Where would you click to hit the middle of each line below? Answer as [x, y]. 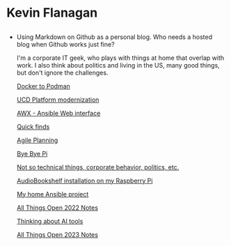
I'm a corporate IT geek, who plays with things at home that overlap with [120, 58]
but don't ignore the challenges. [62, 72]
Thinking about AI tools [50, 221]
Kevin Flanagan [52, 13]
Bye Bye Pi [32, 153]
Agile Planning [37, 140]
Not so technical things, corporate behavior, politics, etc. [98, 167]
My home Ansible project [53, 194]
